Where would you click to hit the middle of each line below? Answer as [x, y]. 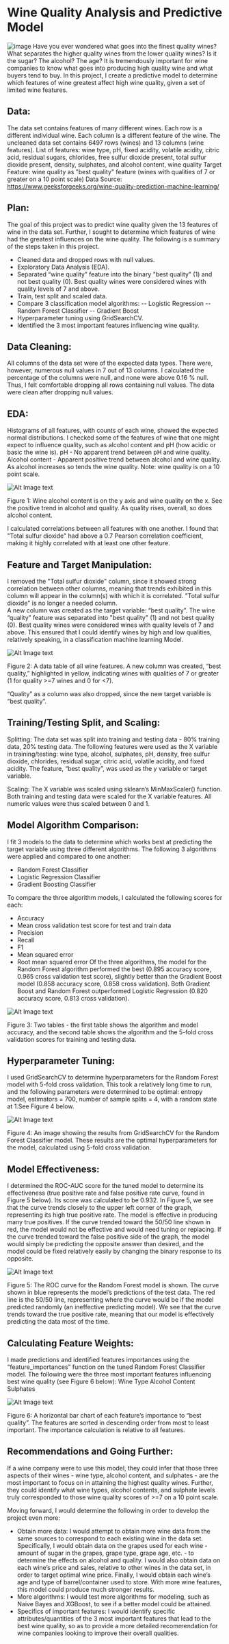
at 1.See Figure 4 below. [41, 1106]
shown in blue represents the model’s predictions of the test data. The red [111, 1292]
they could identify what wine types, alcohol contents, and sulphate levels [111, 1490]
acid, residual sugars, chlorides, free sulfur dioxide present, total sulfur [107, 157]
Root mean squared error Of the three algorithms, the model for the [112, 962]
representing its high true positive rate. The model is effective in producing [112, 1215]
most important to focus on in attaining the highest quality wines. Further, [110, 1482]
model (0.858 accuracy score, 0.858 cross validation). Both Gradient [113, 984]
